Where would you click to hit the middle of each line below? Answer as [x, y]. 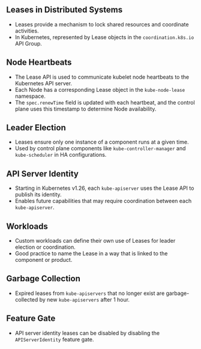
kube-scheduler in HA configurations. [61, 155]
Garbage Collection [43, 279]
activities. [27, 31]
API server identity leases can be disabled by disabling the [87, 333]
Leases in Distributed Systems [64, 10]
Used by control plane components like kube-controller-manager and [100, 148]
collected [26, 299]
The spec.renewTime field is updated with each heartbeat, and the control [105, 102]
